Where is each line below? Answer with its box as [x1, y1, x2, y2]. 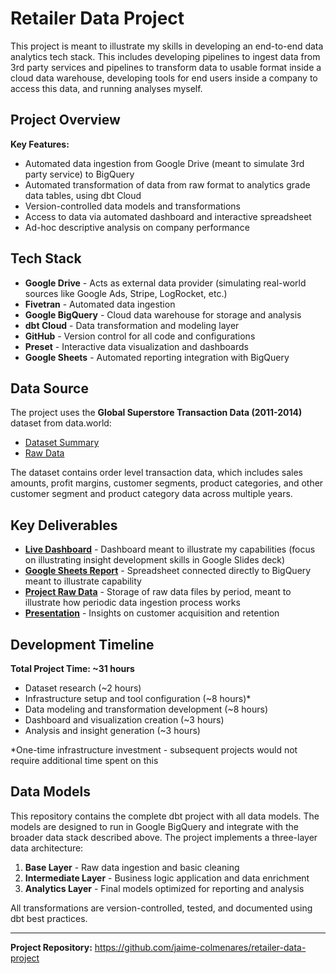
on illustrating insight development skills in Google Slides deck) [24, 554, 286, 566]
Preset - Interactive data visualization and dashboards [24, 340, 249, 352]
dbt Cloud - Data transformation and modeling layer [24, 319, 240, 331]
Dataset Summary [24, 437, 100, 449]
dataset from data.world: [10, 417, 112, 429]
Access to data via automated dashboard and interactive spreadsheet [24, 210, 312, 222]
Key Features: [10, 138, 70, 150]
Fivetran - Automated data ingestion [24, 298, 176, 310]
